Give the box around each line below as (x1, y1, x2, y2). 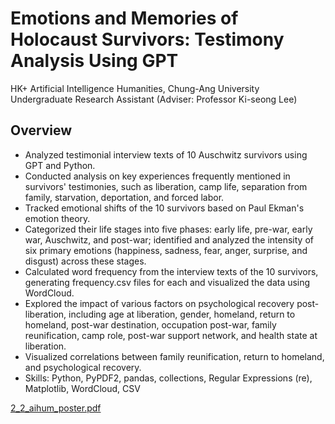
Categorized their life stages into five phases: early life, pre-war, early (24, 223, 313, 235)
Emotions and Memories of (10, 7, 239, 30)
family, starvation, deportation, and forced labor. (24, 191, 225, 203)
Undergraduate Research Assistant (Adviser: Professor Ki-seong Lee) (10, 93, 298, 105)
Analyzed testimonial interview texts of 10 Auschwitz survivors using (24, 148, 308, 161)
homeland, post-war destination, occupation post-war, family (24, 318, 277, 331)
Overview (10, 122, 73, 139)
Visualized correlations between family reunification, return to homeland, (24, 350, 325, 362)
